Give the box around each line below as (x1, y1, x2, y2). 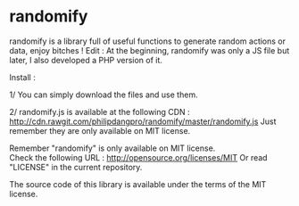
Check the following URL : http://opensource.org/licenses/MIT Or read (9, 152, 268, 162)
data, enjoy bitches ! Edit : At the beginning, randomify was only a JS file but (9, 45, 290, 55)
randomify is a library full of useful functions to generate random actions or (9, 36, 287, 46)
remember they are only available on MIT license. (9, 125, 191, 136)
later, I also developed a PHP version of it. (9, 54, 163, 65)
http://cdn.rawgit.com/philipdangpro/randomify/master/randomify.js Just (9, 116, 277, 127)
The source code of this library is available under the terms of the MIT (9, 178, 267, 189)
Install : (9, 71, 36, 82)
